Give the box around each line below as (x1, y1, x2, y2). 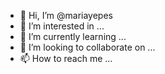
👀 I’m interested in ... (19, 20, 105, 32)
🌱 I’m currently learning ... (19, 31, 127, 42)
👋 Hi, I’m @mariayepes (19, 10, 113, 21)
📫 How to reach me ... (19, 53, 113, 64)
